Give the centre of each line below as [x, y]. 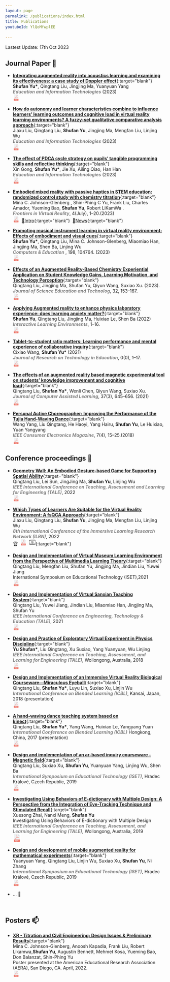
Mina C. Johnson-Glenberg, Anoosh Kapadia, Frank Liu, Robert [78, 946]
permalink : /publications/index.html [45, 16]
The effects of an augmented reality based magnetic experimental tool [89, 375]
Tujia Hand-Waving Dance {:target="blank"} [59, 419]
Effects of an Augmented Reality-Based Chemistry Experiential [80, 269]
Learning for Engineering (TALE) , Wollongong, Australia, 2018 [78, 660]
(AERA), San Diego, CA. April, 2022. [50, 968]
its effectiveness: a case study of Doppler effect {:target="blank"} [82, 81]
